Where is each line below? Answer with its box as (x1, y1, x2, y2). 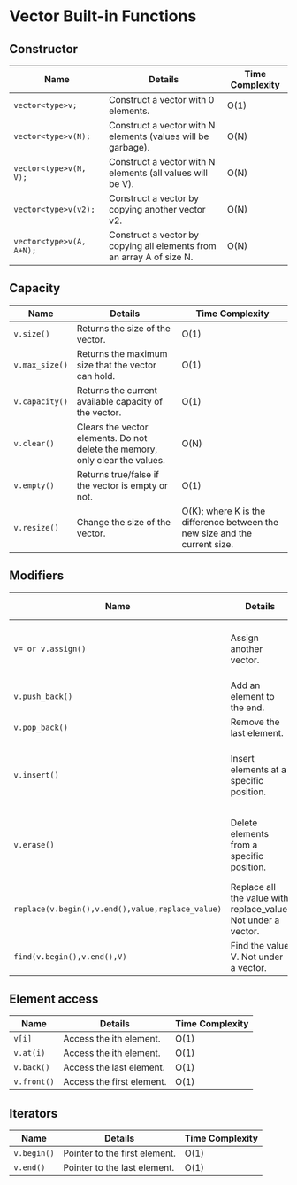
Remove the (230, 716, 280, 728)
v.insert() (13, 770, 59, 780)
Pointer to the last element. (63, 1162, 175, 1174)
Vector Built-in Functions (9, 6, 197, 27)
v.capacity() (13, 396, 69, 407)
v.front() (13, 1077, 55, 1087)
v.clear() (13, 438, 55, 448)
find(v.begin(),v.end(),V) (13, 951, 127, 962)
